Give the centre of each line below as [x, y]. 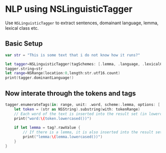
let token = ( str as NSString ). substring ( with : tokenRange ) [77, 109]
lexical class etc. [22, 28]
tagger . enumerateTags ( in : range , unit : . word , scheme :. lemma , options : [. [84, 104]
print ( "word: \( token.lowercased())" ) [53, 118]
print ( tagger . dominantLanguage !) [40, 78]
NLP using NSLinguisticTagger [69, 9]
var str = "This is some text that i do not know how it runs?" [73, 55]
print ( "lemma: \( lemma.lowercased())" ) [63, 137]
